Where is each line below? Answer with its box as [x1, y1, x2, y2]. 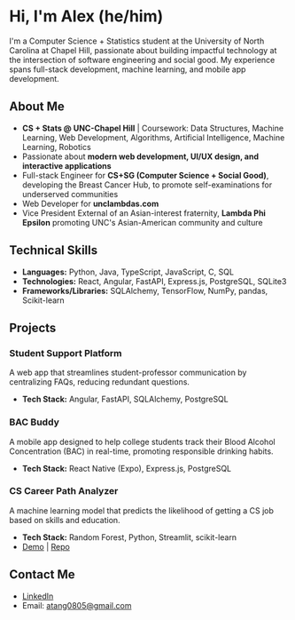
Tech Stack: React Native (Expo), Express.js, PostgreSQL [21, 463, 232, 473]
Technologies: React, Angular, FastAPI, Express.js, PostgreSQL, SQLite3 [21, 275, 287, 286]
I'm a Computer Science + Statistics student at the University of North [9, 36, 265, 46]
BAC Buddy [9, 416, 59, 428]
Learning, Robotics [21, 141, 91, 152]
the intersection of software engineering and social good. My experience [9, 54, 276, 65]
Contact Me [9, 567, 75, 583]
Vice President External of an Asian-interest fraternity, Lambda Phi [21, 207, 266, 219]
